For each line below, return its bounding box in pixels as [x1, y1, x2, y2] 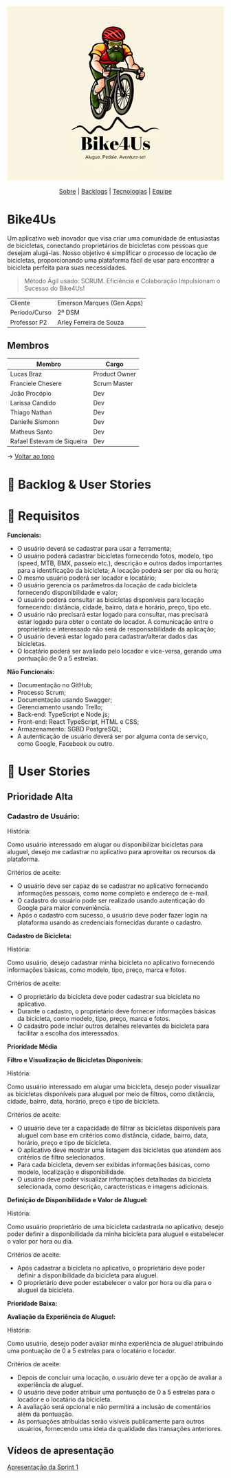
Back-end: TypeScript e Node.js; [16, 710, 110, 718]
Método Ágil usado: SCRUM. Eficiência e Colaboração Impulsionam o [23, 277, 221, 285]
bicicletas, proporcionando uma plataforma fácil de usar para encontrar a [7, 256, 214, 265]
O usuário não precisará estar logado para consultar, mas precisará [16, 610, 208, 618]
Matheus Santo [10, 427, 53, 436]
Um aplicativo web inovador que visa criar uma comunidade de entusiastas [7, 234, 220, 243]
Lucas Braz [10, 370, 43, 378]
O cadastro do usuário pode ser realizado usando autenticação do [16, 896, 205, 905]
